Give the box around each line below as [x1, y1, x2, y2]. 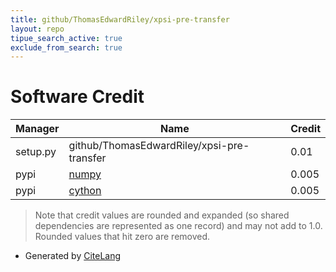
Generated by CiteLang [24, 250, 122, 262]
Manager [15, 122, 60, 136]
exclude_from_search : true [10, 42, 123, 53]
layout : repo [10, 24, 65, 34]
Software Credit [10, 86, 145, 108]
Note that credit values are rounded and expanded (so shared [34, 209, 290, 221]
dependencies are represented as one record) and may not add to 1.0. [34, 220, 323, 232]
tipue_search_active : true [10, 33, 123, 43]
